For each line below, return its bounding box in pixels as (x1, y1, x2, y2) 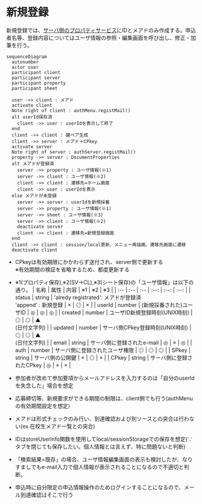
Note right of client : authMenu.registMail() (11, 107, 131, 113)
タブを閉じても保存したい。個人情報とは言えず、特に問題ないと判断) (14, 443, 186, 450)
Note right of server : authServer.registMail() (11, 149, 136, 155)
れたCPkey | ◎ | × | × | (14, 361, 71, 368)
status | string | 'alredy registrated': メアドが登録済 (14, 294, 142, 301)
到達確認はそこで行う (20, 491, 74, 498)
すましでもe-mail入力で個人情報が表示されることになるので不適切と (14, 463, 184, 470)
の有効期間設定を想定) (14, 402, 71, 409)
